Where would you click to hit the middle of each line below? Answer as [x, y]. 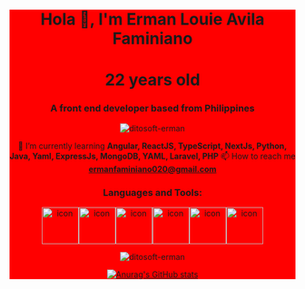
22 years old [152, 80]
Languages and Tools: [152, 192]
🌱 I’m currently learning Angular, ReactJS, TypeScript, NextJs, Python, [152, 146]
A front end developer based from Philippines [152, 109]
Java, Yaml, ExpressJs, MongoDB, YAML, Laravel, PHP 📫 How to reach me [152, 156]
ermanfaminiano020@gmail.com [152, 169]
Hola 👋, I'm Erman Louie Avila [152, 19]
